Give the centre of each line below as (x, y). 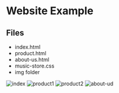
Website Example (50, 11)
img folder (27, 72)
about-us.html (32, 60)
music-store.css (34, 66)
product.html (30, 53)
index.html (28, 47)
